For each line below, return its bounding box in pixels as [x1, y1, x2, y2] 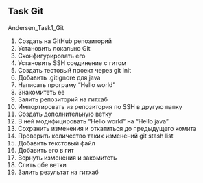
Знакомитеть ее [17, 88, 65, 96]
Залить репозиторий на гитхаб [17, 95, 108, 103]
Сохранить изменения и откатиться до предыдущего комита [17, 124, 197, 132]
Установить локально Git [17, 44, 91, 52]
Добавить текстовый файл [17, 138, 95, 147]
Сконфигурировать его [17, 51, 86, 60]
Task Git [8, 5, 44, 17]
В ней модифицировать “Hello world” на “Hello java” [17, 117, 169, 125]
